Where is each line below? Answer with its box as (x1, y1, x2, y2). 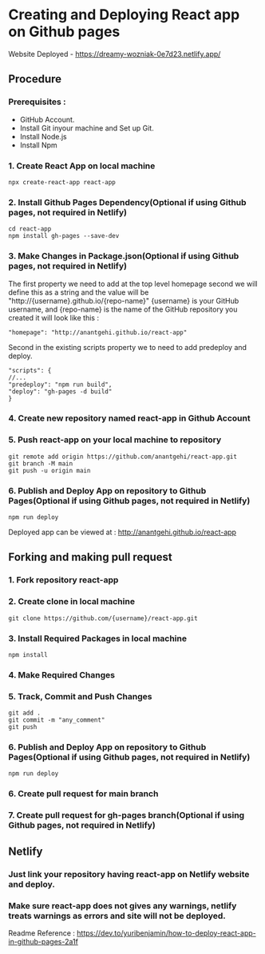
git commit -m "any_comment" (8, 716, 105, 724)
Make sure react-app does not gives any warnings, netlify (8, 900, 237, 911)
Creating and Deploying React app (8, 6, 240, 24)
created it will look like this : (8, 312, 100, 322)
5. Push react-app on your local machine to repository (8, 434, 222, 445)
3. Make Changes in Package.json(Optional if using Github (8, 251, 239, 262)
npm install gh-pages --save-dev (8, 232, 120, 240)
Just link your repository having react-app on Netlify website (8, 868, 250, 880)
